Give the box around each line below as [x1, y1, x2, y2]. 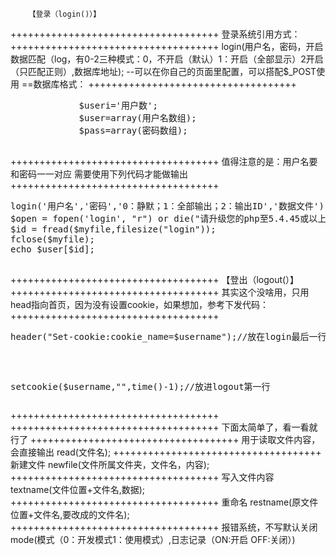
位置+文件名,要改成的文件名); [10, 509, 130, 520]
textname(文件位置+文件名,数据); [10, 484, 146, 495]
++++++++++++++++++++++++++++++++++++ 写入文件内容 [10, 471, 275, 483]
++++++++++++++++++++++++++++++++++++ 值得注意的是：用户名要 [10, 156, 318, 167]
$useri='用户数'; [78, 100, 158, 111]
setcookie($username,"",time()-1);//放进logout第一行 [10, 381, 271, 392]
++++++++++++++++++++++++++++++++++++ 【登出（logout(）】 [10, 274, 300, 285]
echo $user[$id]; [10, 244, 95, 255]
